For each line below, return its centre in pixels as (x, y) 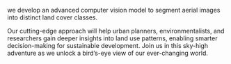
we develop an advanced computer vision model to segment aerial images (114, 10)
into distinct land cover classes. (53, 17)
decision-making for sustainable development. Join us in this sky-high (108, 46)
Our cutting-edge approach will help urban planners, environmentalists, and (116, 31)
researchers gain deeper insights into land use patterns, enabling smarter (112, 38)
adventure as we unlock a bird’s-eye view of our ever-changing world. (108, 53)
